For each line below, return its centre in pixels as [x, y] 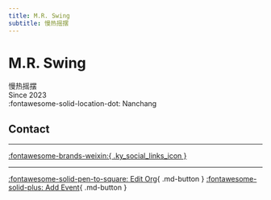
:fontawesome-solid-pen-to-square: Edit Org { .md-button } [106, 179]
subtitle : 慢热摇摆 [39, 23]
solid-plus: [26, 188]
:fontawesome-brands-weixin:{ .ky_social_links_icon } [98, 156]
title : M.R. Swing [39, 16]
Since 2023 [27, 95]
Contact [29, 129]
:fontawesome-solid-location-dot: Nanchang [83, 104]
